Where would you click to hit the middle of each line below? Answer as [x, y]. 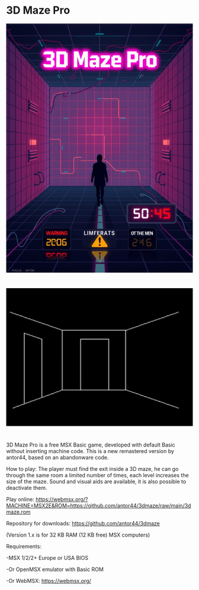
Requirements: [24, 547]
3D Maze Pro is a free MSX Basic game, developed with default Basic [91, 445]
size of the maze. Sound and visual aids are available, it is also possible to [96, 481]
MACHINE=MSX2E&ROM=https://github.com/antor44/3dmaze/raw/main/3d [99, 506]
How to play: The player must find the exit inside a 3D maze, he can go [92, 469]
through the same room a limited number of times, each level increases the [97, 476]
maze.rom [18, 512]
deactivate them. [27, 488]
